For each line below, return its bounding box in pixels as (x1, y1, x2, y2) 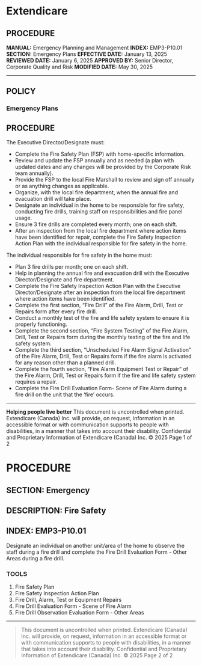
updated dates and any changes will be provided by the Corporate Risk (14, 164, 191, 171)
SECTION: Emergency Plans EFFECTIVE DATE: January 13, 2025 (6, 51, 167, 58)
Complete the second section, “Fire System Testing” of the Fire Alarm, (14, 327, 189, 334)
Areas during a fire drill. (6, 554, 65, 562)
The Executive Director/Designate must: (6, 139, 105, 146)
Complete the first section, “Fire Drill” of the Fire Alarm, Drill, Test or (14, 302, 183, 309)
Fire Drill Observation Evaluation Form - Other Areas (14, 609, 144, 616)
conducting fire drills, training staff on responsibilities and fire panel (14, 208, 183, 215)
